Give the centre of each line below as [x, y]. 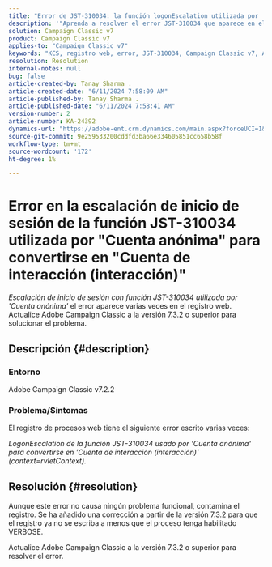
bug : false [27, 76]
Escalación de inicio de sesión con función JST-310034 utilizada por [123, 297]
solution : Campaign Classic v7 [61, 31]
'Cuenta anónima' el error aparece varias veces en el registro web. [120, 306]
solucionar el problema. [48, 323]
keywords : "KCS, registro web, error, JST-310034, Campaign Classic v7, [134, 53]
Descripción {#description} [79, 349]
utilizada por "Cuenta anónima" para [134, 241]
